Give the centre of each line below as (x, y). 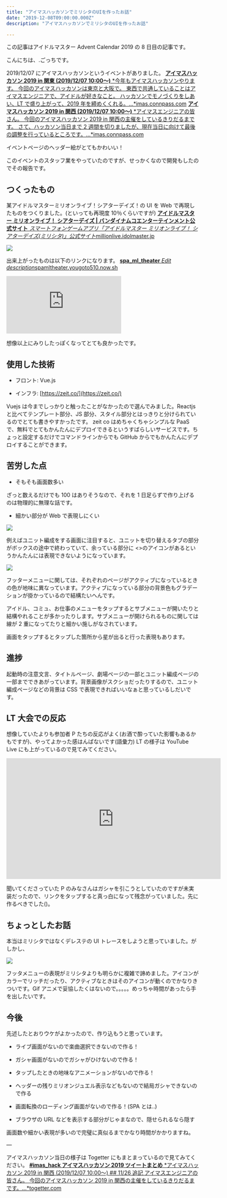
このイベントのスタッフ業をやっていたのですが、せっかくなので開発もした (100, 161)
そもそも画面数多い (39, 482)
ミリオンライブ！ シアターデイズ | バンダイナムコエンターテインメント (102, 221)
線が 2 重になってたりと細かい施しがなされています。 (73, 624)
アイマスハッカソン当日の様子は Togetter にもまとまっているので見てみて (99, 1157)
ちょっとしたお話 (39, 925)
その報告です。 (30, 168)
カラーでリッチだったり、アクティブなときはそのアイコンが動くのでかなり (99, 981)
